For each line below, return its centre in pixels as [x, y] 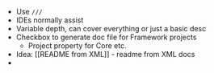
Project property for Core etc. [77, 46]
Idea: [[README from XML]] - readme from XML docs [105, 54]
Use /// [29, 12]
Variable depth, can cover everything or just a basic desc [111, 28]
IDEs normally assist [50, 20]
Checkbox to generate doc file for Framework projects [106, 37]
